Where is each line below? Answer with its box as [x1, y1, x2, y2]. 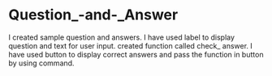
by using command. [8, 58, 75, 68]
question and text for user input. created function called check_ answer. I [8, 40, 253, 50]
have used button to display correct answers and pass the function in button [8, 49, 264, 59]
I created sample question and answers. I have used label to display [8, 32, 235, 42]
